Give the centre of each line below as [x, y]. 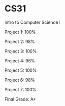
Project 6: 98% [20, 80]
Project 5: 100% [21, 70]
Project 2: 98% [20, 41]
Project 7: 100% [20, 89]
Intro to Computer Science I [32, 22]
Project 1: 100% [20, 32]
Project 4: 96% [20, 60]
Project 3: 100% [21, 51]
